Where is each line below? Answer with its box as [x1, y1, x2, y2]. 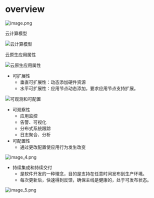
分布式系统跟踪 [19, 125, 51, 131]
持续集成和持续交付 [12, 164, 52, 170]
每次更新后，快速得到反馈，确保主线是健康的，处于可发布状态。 [19, 176, 151, 183]
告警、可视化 [19, 119, 46, 125]
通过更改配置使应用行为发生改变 [19, 144, 86, 150]
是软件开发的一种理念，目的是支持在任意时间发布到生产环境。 [19, 170, 147, 176]
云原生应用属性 [5, 51, 36, 57]
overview [5, 3, 45, 15]
